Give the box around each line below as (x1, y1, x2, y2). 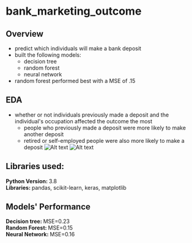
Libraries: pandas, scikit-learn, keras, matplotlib (6, 184, 127, 191)
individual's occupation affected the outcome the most (14, 117, 153, 125)
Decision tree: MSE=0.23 (6, 218, 70, 225)
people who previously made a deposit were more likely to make (23, 124, 186, 131)
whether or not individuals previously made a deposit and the (14, 111, 169, 118)
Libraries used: (6, 161, 65, 172)
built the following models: (14, 51, 82, 59)
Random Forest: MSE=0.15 (6, 224, 73, 231)
